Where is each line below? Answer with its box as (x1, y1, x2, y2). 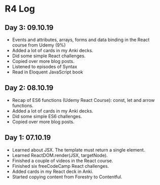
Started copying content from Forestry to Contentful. (12, 173, 122, 180)
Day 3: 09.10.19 (5, 23, 54, 32)
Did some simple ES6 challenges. (12, 113, 82, 119)
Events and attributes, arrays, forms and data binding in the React (12, 36, 150, 43)
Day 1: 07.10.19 (5, 133, 51, 142)
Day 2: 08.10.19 (5, 84, 54, 92)
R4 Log (5, 3, 35, 15)
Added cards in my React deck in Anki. (12, 168, 93, 174)
